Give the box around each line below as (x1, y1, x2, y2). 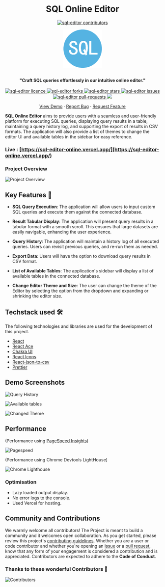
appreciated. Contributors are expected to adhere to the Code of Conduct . (5, 553, 156, 559)
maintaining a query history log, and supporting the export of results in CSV (5, 124, 158, 130)
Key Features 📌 (5, 190, 53, 199)
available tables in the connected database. (12, 273, 101, 279)
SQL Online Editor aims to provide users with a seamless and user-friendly (5, 113, 157, 119)
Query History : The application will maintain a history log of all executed (12, 239, 159, 244)
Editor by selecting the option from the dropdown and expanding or (12, 288, 149, 294)
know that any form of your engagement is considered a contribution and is (5, 548, 158, 554)
